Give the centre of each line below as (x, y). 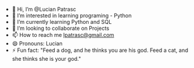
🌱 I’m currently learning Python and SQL (62, 22)
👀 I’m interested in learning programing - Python (72, 16)
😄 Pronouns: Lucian (37, 44)
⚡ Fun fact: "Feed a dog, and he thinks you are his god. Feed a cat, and (100, 50)
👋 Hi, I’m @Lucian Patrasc (44, 9)
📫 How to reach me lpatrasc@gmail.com (63, 35)
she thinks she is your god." (46, 59)
